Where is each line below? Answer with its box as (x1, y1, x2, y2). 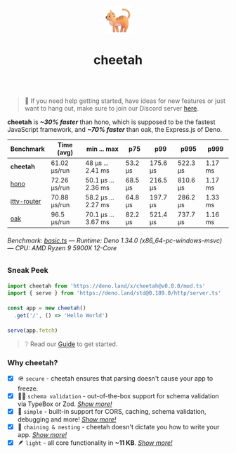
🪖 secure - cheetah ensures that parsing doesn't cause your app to (17, 374, 214, 382)
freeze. (17, 384, 39, 393)
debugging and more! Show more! (17, 415, 117, 424)
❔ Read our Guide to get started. (24, 340, 118, 348)
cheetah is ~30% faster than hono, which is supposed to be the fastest (7, 118, 216, 126)
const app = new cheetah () (7, 305, 86, 312)
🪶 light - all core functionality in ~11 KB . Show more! (17, 438, 173, 447)
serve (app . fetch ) (7, 326, 58, 334)
